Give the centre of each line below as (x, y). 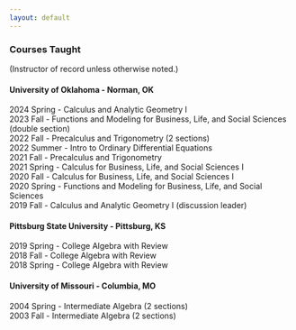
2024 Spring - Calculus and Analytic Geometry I (98, 110)
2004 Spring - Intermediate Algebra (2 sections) (99, 306)
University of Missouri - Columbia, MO (83, 286)
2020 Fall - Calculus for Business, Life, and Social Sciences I (121, 177)
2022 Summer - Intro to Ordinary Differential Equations (111, 148)
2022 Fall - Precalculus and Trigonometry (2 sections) (109, 138)
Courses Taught (45, 49)
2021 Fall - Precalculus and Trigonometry (85, 158)
